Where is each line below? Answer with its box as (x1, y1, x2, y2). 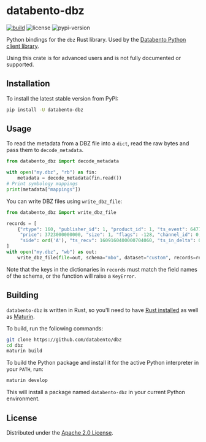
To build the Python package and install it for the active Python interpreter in (6, 359, 199, 367)
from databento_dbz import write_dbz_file (6, 209, 116, 215)
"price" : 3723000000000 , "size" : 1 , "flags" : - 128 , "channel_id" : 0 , (20, 232, 202, 238)
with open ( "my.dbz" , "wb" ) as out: (6, 249, 97, 255)
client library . (6, 42, 40, 50)
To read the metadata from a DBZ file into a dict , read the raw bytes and (6, 140, 189, 147)
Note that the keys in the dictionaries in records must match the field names (6, 265, 197, 273)
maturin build (6, 348, 43, 354)
